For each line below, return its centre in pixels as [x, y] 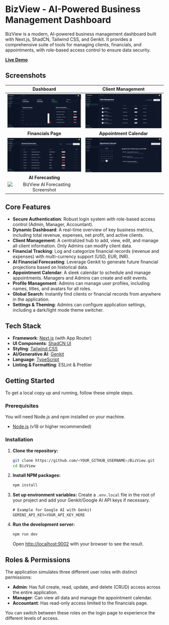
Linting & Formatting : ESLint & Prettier [52, 365]
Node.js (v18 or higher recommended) [52, 427]
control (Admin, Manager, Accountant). [53, 225]
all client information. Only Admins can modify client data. [72, 246]
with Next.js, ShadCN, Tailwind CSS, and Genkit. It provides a [69, 39]
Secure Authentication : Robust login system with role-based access [84, 219]
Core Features [28, 207]
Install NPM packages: [36, 475]
